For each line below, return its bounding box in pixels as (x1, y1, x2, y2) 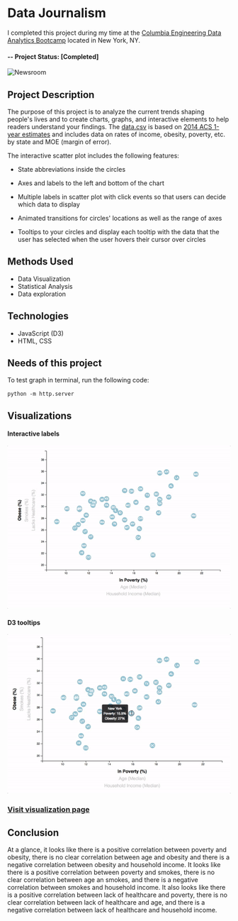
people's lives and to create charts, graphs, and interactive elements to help (7, 115, 229, 123)
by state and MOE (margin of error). (7, 137, 112, 146)
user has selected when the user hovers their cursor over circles (17, 235, 206, 243)
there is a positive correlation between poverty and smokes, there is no (7, 868, 215, 876)
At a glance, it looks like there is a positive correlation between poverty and (7, 845, 227, 854)
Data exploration (17, 289, 66, 298)
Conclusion (7, 827, 59, 839)
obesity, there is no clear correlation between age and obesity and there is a (7, 853, 230, 861)
